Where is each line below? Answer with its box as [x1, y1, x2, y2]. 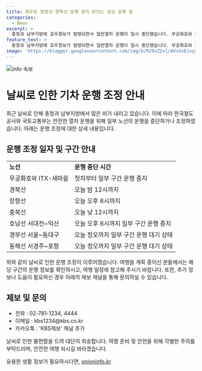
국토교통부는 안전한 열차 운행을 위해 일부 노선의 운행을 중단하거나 [22, 117, 175, 124]
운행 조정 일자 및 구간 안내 [6, 144, 96, 154]
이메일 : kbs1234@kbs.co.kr [14, 317, 84, 325]
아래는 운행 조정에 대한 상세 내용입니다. [23, 125, 115, 132]
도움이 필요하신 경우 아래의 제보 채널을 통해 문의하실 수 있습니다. [17, 273, 168, 281]
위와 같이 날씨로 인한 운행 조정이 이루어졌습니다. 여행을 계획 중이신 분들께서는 [6, 258, 188, 266]
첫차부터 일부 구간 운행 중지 [74, 174, 148, 182]
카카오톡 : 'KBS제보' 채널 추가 [14, 325, 85, 332]
